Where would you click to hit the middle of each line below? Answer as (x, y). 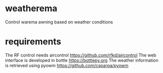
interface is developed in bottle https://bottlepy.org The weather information (82, 60)
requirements (33, 42)
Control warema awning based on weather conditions (59, 22)
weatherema (31, 9)
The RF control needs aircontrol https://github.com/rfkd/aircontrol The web (81, 55)
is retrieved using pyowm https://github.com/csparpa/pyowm (67, 65)
